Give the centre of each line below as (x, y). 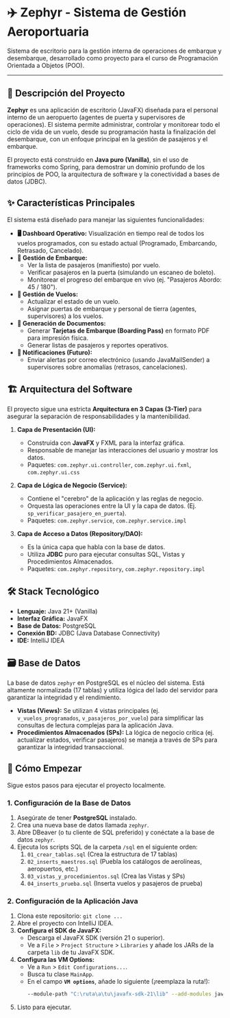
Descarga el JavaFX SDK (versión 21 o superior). (96, 938)
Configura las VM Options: (55, 960)
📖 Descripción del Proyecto (66, 94)
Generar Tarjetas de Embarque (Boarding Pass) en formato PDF (118, 330)
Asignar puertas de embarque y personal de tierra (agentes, (112, 308)
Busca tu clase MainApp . (61, 974)
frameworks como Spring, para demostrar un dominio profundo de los (106, 167)
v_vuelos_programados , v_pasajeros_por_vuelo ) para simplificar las (110, 718)
